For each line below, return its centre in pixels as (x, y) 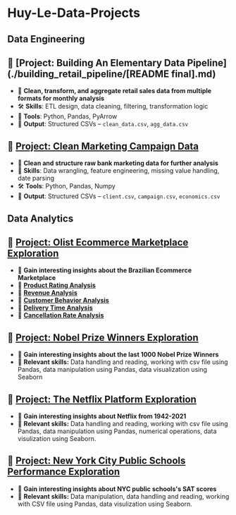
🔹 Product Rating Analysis (57, 285)
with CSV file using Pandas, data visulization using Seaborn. (105, 504)
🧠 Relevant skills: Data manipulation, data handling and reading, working (123, 496)
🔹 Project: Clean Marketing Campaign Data (103, 146)
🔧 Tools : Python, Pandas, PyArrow (67, 116)
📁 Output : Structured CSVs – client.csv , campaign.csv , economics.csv (119, 196)
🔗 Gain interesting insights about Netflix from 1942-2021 (102, 416)
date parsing (36, 178)
